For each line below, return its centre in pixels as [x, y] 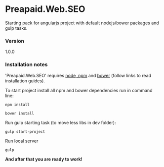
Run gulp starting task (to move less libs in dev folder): [61, 122]
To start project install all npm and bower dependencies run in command [79, 90]
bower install [20, 113]
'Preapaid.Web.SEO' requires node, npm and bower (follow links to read [78, 75]
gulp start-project [25, 132]
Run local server [22, 141]
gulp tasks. [16, 28]
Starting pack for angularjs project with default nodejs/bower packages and [82, 23]
